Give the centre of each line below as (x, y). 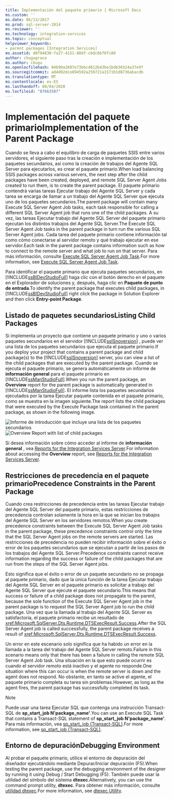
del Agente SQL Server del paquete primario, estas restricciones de (77, 510)
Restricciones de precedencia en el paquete (77, 476)
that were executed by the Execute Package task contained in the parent (82, 407)
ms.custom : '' (21, 15)
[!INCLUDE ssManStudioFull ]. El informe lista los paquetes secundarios (80, 391)
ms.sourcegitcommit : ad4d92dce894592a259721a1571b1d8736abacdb (74, 72)
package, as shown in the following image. (51, 412)
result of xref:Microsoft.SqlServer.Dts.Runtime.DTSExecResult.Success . (81, 634)
